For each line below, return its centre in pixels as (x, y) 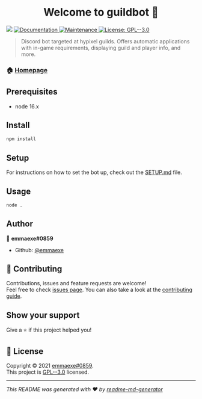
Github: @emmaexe (39, 250)
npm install (21, 139)
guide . (14, 296)
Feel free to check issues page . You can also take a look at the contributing (99, 290)
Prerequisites (32, 92)
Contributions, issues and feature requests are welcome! (76, 283)
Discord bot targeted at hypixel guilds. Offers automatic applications (105, 41)
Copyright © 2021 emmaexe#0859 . (50, 366)
